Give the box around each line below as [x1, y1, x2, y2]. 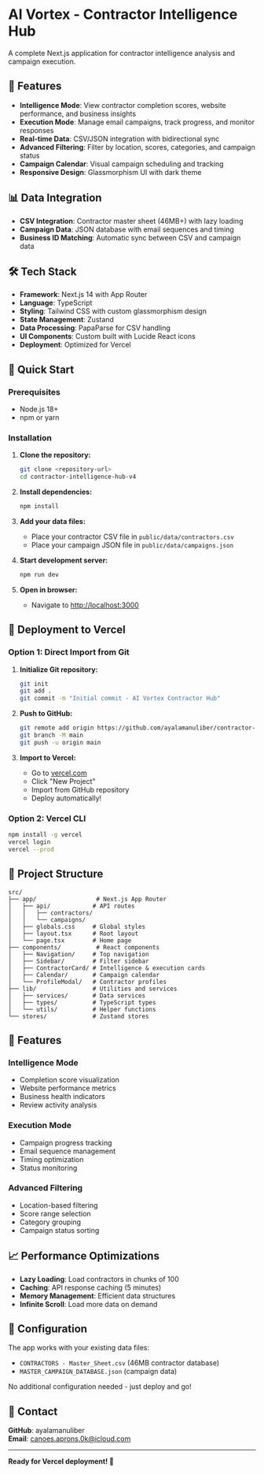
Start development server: [19, 555, 108, 565]
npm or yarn [19, 413, 60, 422]
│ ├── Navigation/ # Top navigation [8, 950, 149, 958]
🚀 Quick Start [8, 362, 75, 376]
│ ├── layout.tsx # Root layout [8, 930, 139, 937]
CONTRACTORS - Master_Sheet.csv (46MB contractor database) [19, 1358, 220, 1368]
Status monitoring [19, 1163, 78, 1172]
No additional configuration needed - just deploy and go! [8, 1382, 192, 1391]
